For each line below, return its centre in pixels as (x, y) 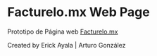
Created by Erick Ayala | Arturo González (67, 45)
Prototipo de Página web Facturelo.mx (63, 31)
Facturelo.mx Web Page (78, 12)
